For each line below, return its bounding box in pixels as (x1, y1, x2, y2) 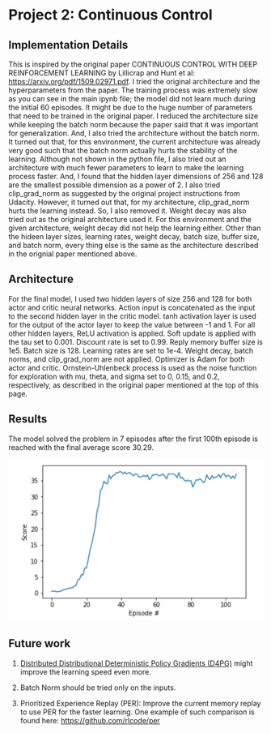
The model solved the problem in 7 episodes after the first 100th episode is (8, 434, 259, 444)
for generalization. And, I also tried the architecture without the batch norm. (8, 128, 260, 138)
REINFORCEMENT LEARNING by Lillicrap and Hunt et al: (8, 68, 196, 78)
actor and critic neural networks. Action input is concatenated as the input (8, 302, 256, 312)
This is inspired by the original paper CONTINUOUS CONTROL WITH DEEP (8, 59, 257, 69)
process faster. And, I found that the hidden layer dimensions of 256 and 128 (8, 172, 264, 181)
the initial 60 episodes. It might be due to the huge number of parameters (8, 103, 253, 112)
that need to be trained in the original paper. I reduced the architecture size (8, 111, 259, 121)
